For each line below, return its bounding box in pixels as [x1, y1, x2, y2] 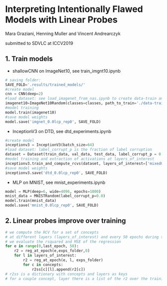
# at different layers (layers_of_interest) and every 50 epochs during [5, 234, 159, 240]
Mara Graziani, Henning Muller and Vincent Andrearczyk [5, 30, 121, 36]
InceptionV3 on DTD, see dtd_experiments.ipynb [12, 128, 112, 134]
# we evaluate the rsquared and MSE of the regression [5, 239, 121, 244]
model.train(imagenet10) [5, 110, 57, 115]
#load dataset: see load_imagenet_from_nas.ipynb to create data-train [5, 96, 157, 101]
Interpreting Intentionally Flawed [5, 3, 143, 15]
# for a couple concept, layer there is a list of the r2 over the [5, 276, 148, 281]
